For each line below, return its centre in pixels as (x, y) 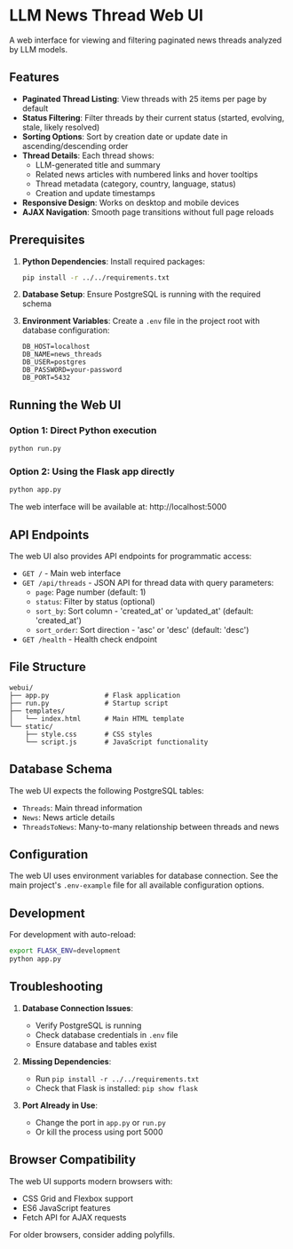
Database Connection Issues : (77, 1008)
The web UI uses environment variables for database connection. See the (144, 876)
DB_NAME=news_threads (62, 355)
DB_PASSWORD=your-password (72, 370)
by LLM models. (39, 49)
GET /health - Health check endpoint (90, 639)
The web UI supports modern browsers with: (91, 1181)
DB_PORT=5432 (46, 378)
